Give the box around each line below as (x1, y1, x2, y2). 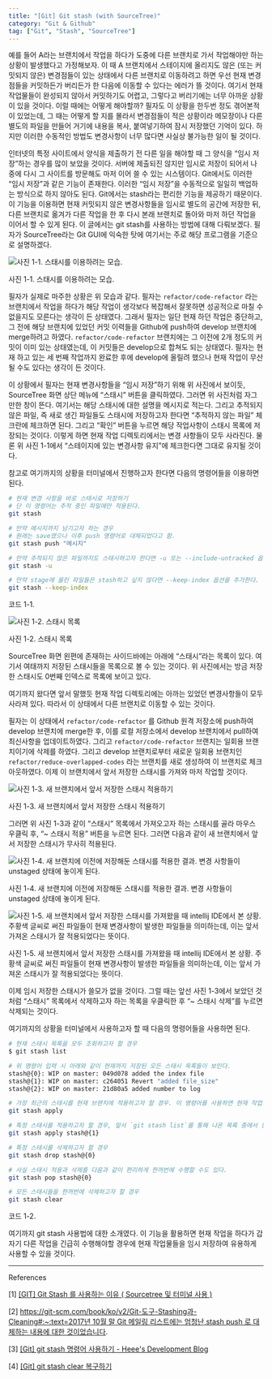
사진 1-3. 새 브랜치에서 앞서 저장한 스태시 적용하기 (8, 801, 166, 812)
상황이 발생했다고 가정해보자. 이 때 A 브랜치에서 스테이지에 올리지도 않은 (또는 (8, 60, 253, 70)
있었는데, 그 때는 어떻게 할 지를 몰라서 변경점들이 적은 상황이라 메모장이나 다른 (16, 111, 263, 121)
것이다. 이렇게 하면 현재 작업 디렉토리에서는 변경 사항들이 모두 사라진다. (29, 431, 255, 441)
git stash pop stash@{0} (8, 1174, 92, 1182)
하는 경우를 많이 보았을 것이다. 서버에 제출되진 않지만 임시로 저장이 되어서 (18, 159, 249, 169)
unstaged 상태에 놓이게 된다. (8, 894, 100, 903)
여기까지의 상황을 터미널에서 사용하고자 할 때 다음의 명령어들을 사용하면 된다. (8, 1023, 251, 1033)
